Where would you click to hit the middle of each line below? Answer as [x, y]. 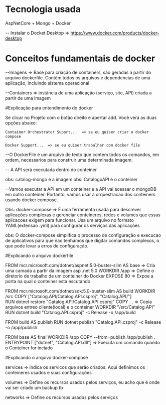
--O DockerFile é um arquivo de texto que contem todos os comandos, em [82, 155]
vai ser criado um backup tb [34, 387]
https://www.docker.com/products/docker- [115, 33]
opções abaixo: [21, 123]
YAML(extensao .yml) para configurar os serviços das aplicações [73, 225]
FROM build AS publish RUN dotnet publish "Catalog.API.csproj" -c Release [83, 322]
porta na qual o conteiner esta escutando [48, 281]
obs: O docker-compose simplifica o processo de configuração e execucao [83, 235]
